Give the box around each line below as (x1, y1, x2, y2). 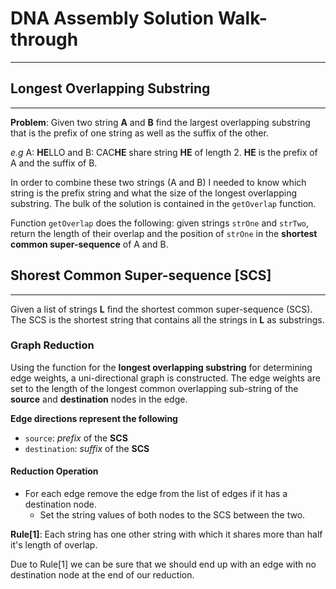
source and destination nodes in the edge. (10, 393, 188, 405)
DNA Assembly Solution (10, 7, 215, 30)
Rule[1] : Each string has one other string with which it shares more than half (10, 528, 323, 541)
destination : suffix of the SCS (24, 442, 150, 454)
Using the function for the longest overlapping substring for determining (10, 361, 313, 373)
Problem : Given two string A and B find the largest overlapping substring (10, 116, 311, 128)
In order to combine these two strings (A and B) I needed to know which (10, 176, 307, 188)
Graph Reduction (10, 338, 95, 352)
